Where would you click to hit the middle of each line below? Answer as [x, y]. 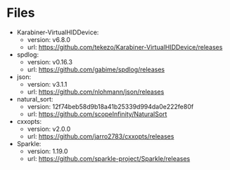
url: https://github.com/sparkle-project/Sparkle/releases [109, 158]
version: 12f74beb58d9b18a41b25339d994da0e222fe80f [110, 106]
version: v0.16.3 [50, 62]
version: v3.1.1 [47, 84]
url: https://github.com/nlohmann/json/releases [96, 92]
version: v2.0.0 [49, 129]
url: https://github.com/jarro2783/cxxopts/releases [101, 136]
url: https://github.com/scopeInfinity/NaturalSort [97, 114]
